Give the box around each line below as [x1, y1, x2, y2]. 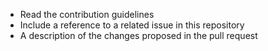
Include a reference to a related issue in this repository [19, 19, 245, 31]
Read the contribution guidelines [19, 9, 155, 20]
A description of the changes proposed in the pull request [19, 30, 258, 41]
